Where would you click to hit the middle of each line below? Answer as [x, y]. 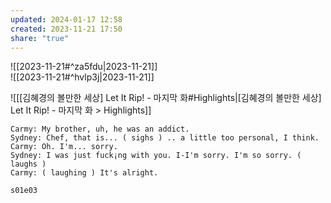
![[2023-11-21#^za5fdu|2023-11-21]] [84, 67]
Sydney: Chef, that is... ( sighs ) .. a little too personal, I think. [165, 138]
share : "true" [40, 38]
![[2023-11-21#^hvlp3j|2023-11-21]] [82, 77]
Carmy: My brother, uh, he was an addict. [100, 129]
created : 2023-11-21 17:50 [66, 29]
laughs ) [28, 164]
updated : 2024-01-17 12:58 [66, 19]
